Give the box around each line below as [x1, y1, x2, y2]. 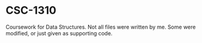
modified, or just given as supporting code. [5, 29, 113, 36]
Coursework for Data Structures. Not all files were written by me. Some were [5, 23, 196, 30]
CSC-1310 [5, 4, 57, 17]
